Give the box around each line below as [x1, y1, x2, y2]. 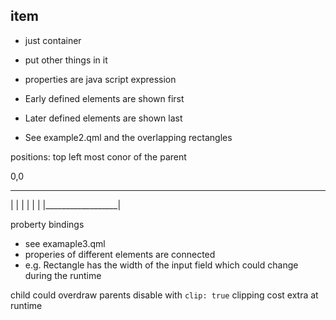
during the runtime [24, 269, 102, 281]
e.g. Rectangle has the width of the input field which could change [24, 259, 299, 271]
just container [24, 34, 82, 46]
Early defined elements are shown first [24, 92, 185, 104]
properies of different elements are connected [24, 248, 216, 260]
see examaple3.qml [24, 237, 106, 249]
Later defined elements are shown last [24, 112, 183, 124]
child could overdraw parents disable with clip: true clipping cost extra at [10, 289, 319, 301]
